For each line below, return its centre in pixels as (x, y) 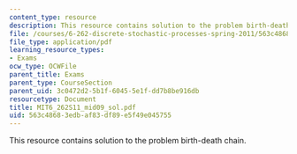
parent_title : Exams (47, 75)
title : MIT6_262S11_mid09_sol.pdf (73, 107)
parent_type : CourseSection (61, 83)
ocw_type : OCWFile (43, 67)
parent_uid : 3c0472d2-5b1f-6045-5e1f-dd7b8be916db (104, 91)
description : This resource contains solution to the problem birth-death (150, 26)
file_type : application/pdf (61, 42)
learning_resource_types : (57, 50)
